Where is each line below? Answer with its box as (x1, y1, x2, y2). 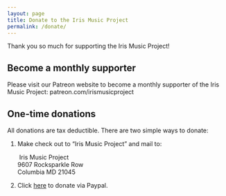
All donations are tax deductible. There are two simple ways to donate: (7, 126, 209, 134)
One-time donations (7, 108, 96, 120)
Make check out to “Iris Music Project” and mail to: (17, 140, 162, 148)
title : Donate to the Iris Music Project (7, 17, 129, 24)
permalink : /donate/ (7, 23, 67, 30)
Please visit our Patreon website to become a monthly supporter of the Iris (7, 80, 220, 89)
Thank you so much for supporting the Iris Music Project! (7, 42, 170, 51)
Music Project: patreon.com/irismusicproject (7, 88, 134, 96)
